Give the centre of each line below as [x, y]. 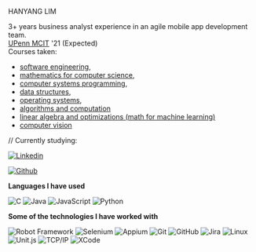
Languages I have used [47, 186]
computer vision [46, 125]
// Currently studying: [43, 140]
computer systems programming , [73, 83]
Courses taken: [33, 51]
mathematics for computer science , [77, 75]
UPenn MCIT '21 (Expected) [53, 43]
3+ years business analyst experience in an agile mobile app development [128, 26]
